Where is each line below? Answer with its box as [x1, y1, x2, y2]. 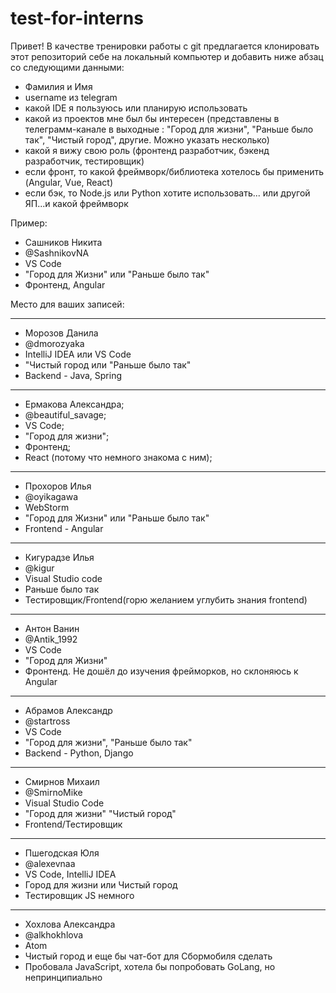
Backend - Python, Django [24, 747, 134, 759]
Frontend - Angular [24, 522, 104, 534]
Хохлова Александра [24, 918, 116, 930]
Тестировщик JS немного [24, 889, 135, 901]
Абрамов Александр [24, 704, 113, 716]
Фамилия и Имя [24, 80, 93, 92]
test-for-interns [10, 7, 144, 30]
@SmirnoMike [24, 786, 83, 798]
